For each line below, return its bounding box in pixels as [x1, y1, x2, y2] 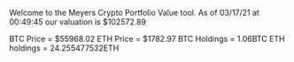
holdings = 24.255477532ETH [9, 43, 120, 53]
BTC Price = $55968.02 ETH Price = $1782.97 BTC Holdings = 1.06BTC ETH [9, 34, 285, 44]
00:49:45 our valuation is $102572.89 [9, 17, 146, 27]
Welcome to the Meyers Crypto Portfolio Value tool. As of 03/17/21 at [9, 8, 259, 17]
